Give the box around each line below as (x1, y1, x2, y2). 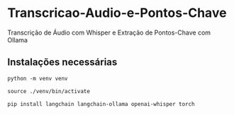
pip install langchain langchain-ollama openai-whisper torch (7, 100, 195, 107)
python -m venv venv (7, 75, 69, 82)
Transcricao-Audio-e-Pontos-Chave (7, 5, 227, 21)
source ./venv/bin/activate (7, 87, 91, 95)
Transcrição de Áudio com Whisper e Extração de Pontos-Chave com (7, 28, 211, 37)
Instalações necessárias (7, 56, 118, 68)
